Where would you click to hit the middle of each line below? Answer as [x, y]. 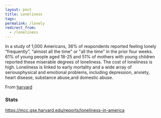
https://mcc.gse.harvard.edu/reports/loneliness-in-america [65, 110]
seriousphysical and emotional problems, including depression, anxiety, [77, 72]
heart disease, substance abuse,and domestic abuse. [59, 77]
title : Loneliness [24, 14]
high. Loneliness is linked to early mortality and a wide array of [68, 67]
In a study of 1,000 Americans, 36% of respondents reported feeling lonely [81, 46]
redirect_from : [21, 28]
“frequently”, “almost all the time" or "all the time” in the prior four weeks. [79, 51]
